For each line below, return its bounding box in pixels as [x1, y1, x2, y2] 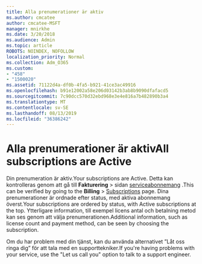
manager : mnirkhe [6, 25, 50, 32]
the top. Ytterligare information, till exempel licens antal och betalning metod [6, 207, 196, 214]
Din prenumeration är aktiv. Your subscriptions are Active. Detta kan [6, 175, 174, 182]
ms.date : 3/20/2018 [6, 31, 55, 38]
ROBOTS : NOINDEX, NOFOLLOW [6, 48, 74, 54]
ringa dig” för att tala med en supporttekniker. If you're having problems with [6, 245, 195, 252]
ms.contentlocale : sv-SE [6, 104, 69, 111]
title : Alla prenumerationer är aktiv [6, 8, 104, 15]
